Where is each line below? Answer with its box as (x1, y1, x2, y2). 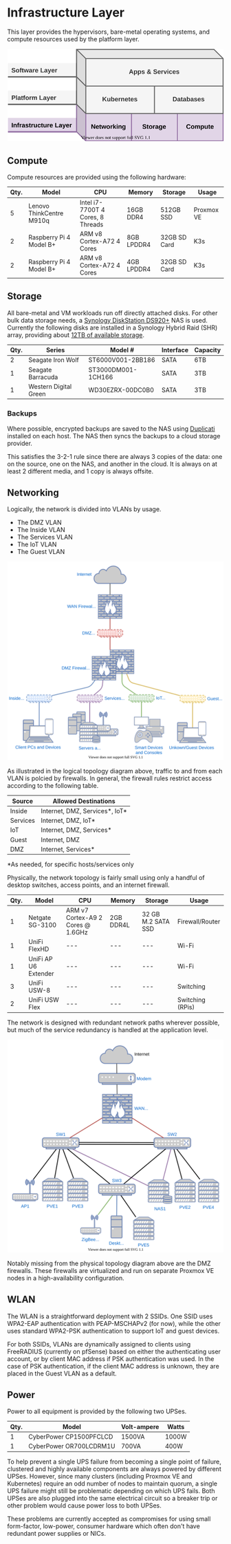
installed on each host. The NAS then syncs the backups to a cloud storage (7, 431, 221, 440)
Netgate (28, 914, 52, 922)
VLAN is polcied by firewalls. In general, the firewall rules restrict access (7, 774, 212, 782)
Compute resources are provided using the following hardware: (7, 173, 187, 181)
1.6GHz (66, 928, 88, 936)
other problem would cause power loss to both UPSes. (7, 1501, 162, 1510)
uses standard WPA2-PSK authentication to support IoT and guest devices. (7, 1327, 220, 1335)
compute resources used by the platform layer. (7, 34, 140, 43)
